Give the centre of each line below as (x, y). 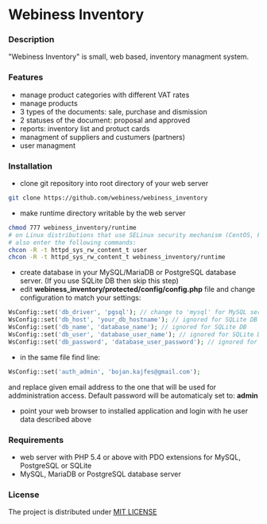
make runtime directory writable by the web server (103, 213)
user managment (47, 146)
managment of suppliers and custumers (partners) (102, 137)
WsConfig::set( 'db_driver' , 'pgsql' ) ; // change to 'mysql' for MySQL (128, 312)
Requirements (36, 440)
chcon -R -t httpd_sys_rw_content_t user (78, 250)
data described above (56, 419)
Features (26, 77)
